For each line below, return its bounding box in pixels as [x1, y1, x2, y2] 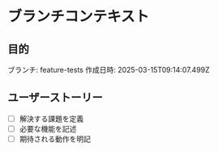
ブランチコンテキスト [7, 7, 150, 26]
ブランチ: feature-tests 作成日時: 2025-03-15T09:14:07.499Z [7, 65, 210, 74]
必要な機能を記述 [19, 124, 77, 133]
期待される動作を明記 [19, 134, 91, 144]
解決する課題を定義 [19, 114, 84, 124]
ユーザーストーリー [7, 90, 103, 105]
